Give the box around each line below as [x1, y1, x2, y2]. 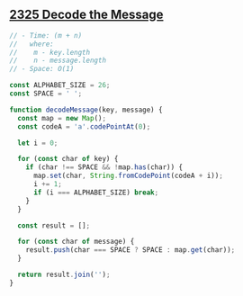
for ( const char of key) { [17, 155, 119, 164]
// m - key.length [9, 48, 91, 57]
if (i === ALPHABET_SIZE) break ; [32, 188, 159, 197]
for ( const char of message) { [17, 238, 135, 247]
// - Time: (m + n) [9, 31, 83, 40]
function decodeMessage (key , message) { [9, 105, 164, 114]
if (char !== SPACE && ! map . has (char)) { [25, 163, 183, 172]
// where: [9, 40, 54, 49]
